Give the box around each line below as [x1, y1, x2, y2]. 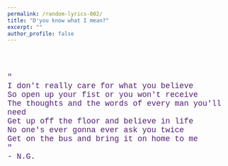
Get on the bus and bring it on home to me [7, 134, 198, 143]
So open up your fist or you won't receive [7, 90, 198, 100]
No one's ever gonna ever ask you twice [7, 125, 185, 135]
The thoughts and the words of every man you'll [7, 98, 222, 108]
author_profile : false [7, 30, 74, 37]
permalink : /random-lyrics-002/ [7, 10, 103, 18]
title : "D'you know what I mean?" [7, 17, 110, 24]
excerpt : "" [7, 23, 42, 30]
